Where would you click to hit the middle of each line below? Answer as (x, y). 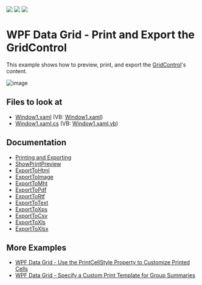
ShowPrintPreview (38, 164)
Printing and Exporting (43, 157)
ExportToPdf (31, 190)
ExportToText (32, 203)
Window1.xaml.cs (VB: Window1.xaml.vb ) (67, 123)
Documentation (37, 142)
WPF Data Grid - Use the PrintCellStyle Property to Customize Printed (103, 262)
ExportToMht (31, 183)
